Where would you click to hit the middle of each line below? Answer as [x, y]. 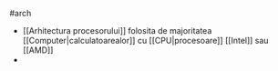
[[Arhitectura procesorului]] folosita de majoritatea [117, 30]
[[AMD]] [38, 50]
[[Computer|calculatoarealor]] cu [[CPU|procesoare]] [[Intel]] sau [145, 41]
